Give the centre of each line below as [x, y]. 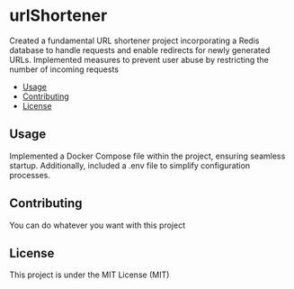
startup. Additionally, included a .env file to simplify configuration [130, 165]
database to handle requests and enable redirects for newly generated [140, 50]
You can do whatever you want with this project [98, 225]
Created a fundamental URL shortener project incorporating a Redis [134, 41]
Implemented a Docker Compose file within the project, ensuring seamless [147, 156]
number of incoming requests [64, 69]
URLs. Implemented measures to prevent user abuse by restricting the [139, 59]
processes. [30, 175]
